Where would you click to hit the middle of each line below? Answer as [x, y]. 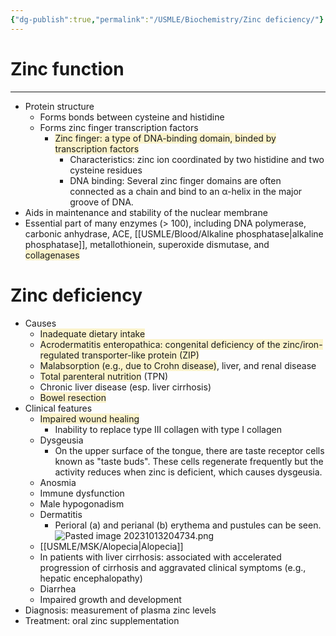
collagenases [52, 255]
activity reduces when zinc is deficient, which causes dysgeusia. [188, 472]
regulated [59, 355]
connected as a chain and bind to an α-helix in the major [186, 191]
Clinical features [58, 408]
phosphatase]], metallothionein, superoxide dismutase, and [147, 244]
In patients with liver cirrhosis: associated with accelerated [160, 557]
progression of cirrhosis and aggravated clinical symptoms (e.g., [173, 567]
